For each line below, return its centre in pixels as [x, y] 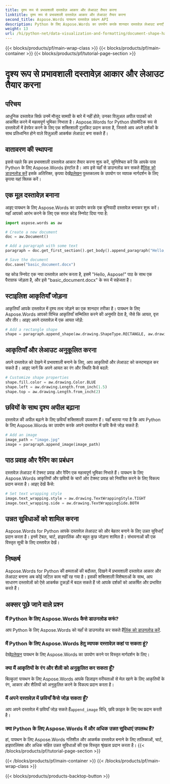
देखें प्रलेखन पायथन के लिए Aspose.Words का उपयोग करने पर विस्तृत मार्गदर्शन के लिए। [77, 655]
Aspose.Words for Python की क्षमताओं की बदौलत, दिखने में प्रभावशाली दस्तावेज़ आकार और [83, 571]
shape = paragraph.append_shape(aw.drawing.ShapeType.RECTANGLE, [75, 334]
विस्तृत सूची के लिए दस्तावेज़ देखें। [32, 543]
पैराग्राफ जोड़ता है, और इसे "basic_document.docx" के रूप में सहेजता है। [69, 280]
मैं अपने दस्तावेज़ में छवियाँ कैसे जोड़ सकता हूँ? [47, 698]
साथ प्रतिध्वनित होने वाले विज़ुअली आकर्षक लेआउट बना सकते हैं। [57, 133]
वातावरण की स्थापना [29, 150]
